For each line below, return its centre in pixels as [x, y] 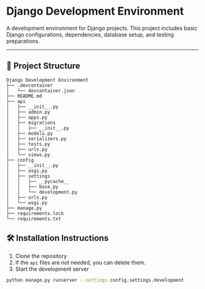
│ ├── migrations [31, 123]
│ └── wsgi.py [27, 202]
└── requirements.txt [34, 219]
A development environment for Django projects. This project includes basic [102, 28]
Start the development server [52, 269]
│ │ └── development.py [42, 192]
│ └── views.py [28, 155]
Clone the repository [41, 256]
